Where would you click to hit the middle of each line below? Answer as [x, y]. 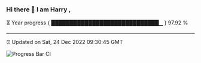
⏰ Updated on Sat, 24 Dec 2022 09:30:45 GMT [65, 42]
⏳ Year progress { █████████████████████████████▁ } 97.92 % [97, 23]
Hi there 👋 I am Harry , [39, 10]
